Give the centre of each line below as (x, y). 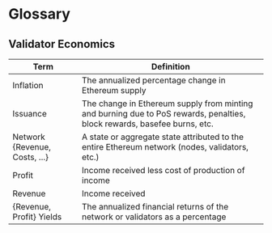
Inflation (28, 85)
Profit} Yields (37, 217)
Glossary (40, 14)
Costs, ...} (30, 157)
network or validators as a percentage (154, 217)
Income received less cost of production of (164, 170)
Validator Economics (62, 44)
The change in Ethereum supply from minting (168, 104)
